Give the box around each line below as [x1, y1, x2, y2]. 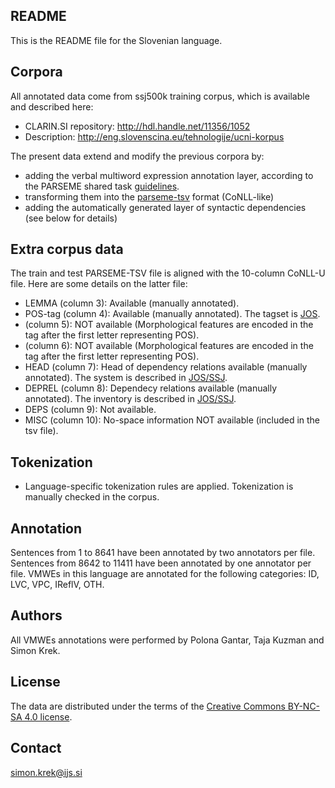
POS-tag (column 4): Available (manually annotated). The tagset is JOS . [24, 308, 321, 320]
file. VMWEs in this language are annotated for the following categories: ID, [10, 568, 320, 580]
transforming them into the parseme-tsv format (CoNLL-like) [24, 190, 275, 203]
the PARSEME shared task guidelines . [24, 180, 180, 192]
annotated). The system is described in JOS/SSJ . [24, 372, 228, 384]
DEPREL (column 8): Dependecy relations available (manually [24, 382, 278, 394]
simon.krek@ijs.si [10, 766, 83, 778]
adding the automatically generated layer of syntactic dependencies [24, 201, 307, 213]
